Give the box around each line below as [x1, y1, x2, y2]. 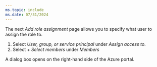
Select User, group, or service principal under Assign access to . [12, 41, 146, 47]
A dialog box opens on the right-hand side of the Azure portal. [5, 56, 135, 62]
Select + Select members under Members [12, 46, 99, 52]
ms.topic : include [5, 7, 44, 13]
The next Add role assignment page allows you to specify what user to [5, 26, 152, 32]
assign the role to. [5, 31, 43, 37]
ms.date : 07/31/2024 [5, 12, 49, 17]
